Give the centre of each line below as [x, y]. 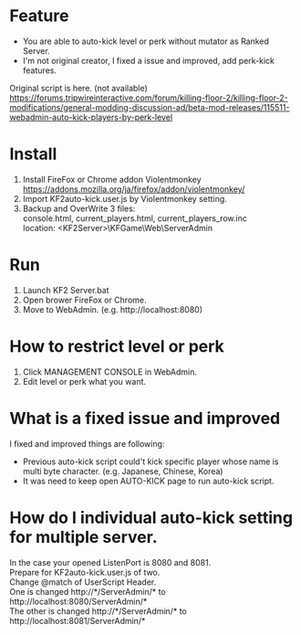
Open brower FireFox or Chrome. [84, 300]
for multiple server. [83, 537]
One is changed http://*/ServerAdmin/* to [88, 591]
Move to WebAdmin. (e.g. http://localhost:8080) [113, 309]
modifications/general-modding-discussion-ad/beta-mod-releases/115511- [150, 107]
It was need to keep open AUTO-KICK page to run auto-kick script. [148, 481]
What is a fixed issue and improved [145, 418]
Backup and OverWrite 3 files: [79, 208]
